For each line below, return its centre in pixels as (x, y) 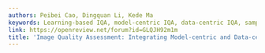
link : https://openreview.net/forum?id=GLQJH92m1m (93, 30)
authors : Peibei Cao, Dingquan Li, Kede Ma (81, 15)
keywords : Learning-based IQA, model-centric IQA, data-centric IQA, (125, 23)
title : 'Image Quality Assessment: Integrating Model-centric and (119, 37)
